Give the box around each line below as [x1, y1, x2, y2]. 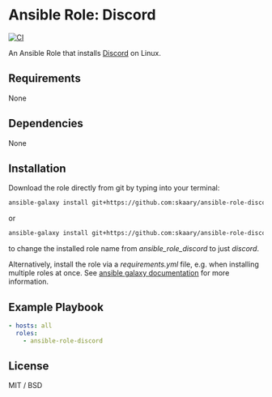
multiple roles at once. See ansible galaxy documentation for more [8, 268, 230, 278]
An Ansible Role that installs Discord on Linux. [8, 48, 162, 58]
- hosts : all [8, 322, 53, 330]
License [8, 359, 49, 373]
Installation [8, 161, 66, 175]
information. [8, 277, 49, 287]
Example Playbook [8, 300, 104, 314]
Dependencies [8, 117, 83, 130]
